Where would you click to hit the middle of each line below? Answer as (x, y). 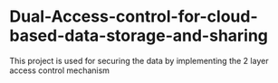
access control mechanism (60, 70)
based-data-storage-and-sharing (139, 36)
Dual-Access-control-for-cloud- (134, 17)
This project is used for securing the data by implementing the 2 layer (139, 60)
